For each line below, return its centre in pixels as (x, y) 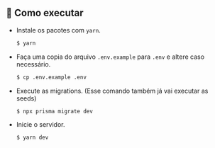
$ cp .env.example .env (51, 77)
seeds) (26, 98)
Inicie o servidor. (40, 125)
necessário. (33, 64)
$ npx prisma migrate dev (54, 111)
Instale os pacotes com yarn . (59, 30)
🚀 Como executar (45, 13)
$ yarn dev (32, 138)
